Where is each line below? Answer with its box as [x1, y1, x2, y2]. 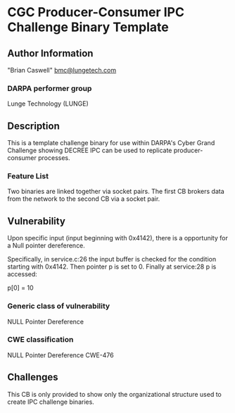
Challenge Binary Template [7, 19, 169, 35]
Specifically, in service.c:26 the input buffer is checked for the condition [7, 255, 217, 264]
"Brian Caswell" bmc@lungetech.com [7, 66, 117, 74]
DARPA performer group [7, 83, 92, 93]
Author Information [7, 47, 94, 59]
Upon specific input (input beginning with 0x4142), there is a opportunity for [7, 234, 229, 242]
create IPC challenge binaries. [7, 397, 95, 406]
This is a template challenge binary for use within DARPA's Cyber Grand [7, 139, 215, 147]
